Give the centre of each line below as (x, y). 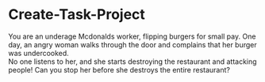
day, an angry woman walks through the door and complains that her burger (132, 44)
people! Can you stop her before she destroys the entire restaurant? (119, 69)
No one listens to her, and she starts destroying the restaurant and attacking (132, 61)
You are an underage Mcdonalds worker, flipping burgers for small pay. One (132, 36)
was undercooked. (38, 53)
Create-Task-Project (77, 15)
